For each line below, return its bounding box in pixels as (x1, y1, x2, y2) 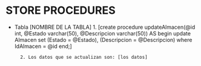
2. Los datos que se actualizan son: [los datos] (20, 54, 148, 60)
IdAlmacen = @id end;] (14, 43, 72, 50)
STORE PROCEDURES (5, 4, 116, 17)
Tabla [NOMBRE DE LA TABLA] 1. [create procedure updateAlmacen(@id (14, 23, 196, 31)
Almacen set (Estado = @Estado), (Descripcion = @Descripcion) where (14, 36, 193, 43)
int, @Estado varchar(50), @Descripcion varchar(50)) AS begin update (14, 29, 191, 37)
